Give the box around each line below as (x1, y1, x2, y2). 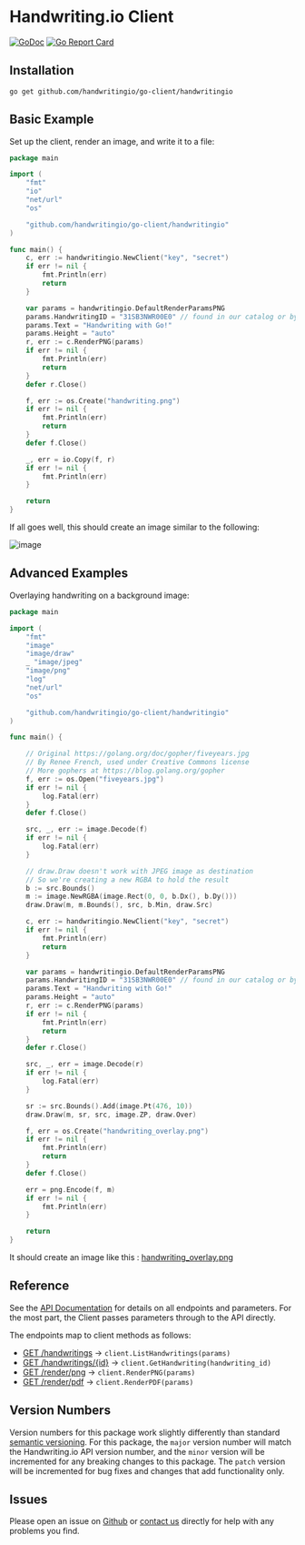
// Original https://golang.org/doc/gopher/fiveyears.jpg (25, 749, 250, 759)
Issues (9, 1492, 48, 1508)
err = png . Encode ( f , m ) (25, 1185, 116, 1194)
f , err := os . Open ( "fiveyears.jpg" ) (25, 774, 165, 783)
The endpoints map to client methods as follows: (9, 1329, 192, 1340)
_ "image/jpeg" (25, 658, 84, 667)
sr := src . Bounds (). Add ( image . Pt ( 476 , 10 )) (25, 1101, 193, 1111)
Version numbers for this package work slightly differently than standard (9, 1427, 280, 1438)
